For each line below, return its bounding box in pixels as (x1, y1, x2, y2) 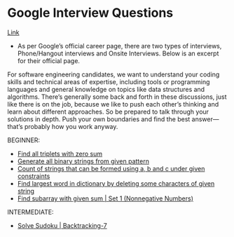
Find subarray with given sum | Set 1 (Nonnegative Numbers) (17, 194, 194, 203)
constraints (17, 172, 50, 180)
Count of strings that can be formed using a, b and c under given (17, 164, 205, 172)
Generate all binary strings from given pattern (17, 156, 149, 165)
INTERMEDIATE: (7, 208, 54, 216)
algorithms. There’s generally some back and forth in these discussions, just (7, 93, 227, 101)
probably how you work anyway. (24, 122, 118, 130)
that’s (7, 122, 23, 130)
